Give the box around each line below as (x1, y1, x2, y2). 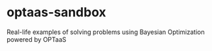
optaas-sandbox (6, 4, 107, 21)
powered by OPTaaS (6, 35, 67, 43)
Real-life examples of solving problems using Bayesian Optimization (6, 28, 205, 36)
